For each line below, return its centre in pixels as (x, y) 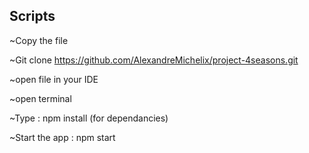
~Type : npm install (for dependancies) (89, 118)
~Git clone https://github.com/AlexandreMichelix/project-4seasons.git (154, 60)
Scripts (32, 16)
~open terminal (40, 98)
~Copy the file (39, 40)
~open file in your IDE (54, 79)
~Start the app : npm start (62, 137)
